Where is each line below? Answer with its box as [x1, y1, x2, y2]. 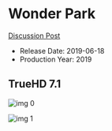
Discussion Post [8, 31, 61, 40]
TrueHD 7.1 [8, 77, 62, 91]
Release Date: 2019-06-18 [19, 46, 105, 55]
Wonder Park [8, 5, 96, 23]
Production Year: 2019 [19, 54, 92, 64]
